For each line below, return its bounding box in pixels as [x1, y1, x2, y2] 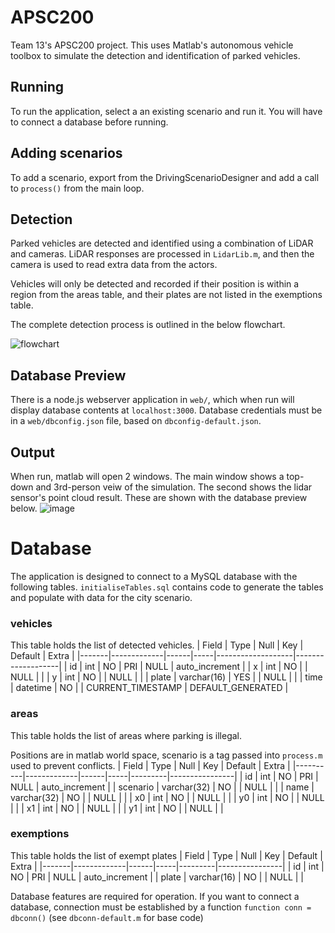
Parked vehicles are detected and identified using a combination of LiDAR [10, 237, 314, 250]
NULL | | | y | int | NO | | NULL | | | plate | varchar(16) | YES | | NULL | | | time [10, 671, 323, 683]
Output [10, 444, 55, 461]
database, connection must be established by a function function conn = [10, 901, 312, 913]
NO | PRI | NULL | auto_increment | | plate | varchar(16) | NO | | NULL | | [10, 871, 304, 883]
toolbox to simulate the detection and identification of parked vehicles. [10, 49, 301, 61]
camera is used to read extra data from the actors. [10, 259, 218, 271]
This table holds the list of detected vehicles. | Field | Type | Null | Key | [10, 639, 304, 651]
